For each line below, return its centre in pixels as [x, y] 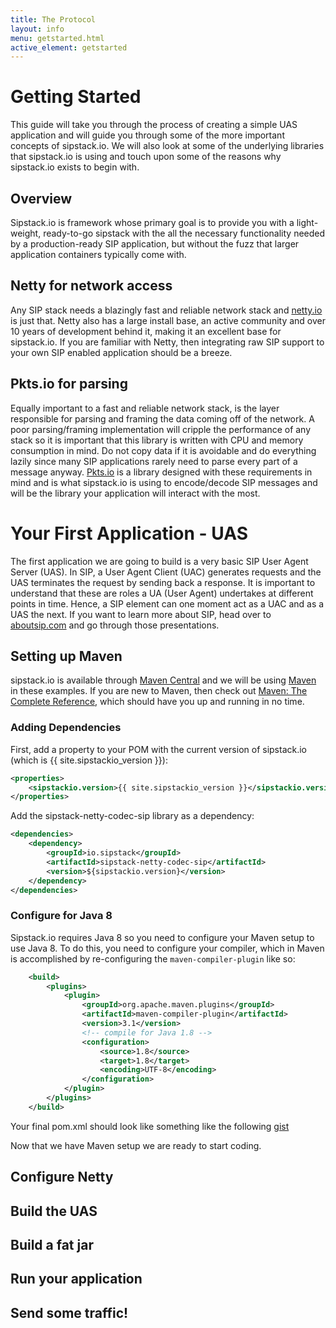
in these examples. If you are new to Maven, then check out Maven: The [159, 691]
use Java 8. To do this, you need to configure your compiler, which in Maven [167, 948]
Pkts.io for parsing [69, 384]
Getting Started [76, 97]
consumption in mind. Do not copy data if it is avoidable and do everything [163, 450]
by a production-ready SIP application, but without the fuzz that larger [155, 244]
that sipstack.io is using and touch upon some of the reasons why [146, 157]
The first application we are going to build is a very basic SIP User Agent [159, 561]
